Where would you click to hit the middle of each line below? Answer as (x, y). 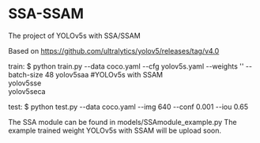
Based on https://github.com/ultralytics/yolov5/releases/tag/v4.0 (114, 51)
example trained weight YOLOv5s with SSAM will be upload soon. (115, 130)
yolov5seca (27, 91)
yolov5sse (25, 83)
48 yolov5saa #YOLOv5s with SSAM (104, 74)
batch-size (26, 74)
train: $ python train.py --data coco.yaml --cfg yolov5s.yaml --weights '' (126, 66)
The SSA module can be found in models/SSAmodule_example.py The (122, 122)
